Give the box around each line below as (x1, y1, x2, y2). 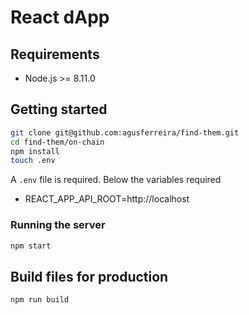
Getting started (10, 101, 108, 118)
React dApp (10, 6, 110, 29)
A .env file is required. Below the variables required (10, 174, 222, 186)
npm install (10, 146, 60, 156)
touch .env (10, 156, 56, 166)
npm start (10, 241, 52, 251)
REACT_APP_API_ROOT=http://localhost (24, 193, 190, 205)
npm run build (10, 295, 70, 305)
